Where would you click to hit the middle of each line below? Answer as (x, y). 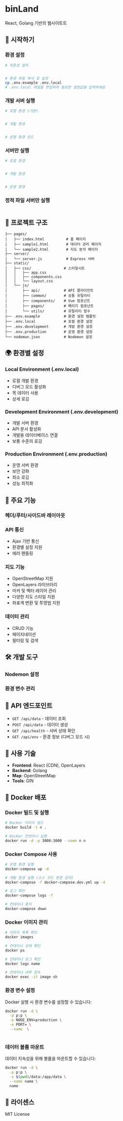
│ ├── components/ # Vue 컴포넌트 (48, 301)
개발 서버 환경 (25, 423)
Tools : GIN (23, 781)
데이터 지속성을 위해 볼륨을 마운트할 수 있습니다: (51, 1059)
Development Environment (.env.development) (62, 412)
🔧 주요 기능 (21, 500)
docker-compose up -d (27, 869)
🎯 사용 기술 (21, 753)
